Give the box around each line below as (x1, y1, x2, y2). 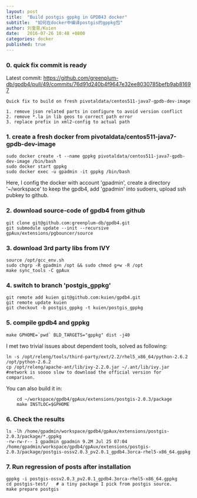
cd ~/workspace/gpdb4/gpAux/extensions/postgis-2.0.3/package (16, 396, 172, 402)
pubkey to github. (6, 192, 49, 199)
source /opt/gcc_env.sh (6, 257, 65, 263)
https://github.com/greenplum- (43, 74, 119, 81)
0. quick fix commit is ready (6, 61, 87, 69)
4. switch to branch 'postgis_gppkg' (6, 281, 111, 289)
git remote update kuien (6, 300, 67, 306)
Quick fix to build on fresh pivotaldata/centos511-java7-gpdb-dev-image (6, 99, 191, 104)
